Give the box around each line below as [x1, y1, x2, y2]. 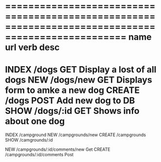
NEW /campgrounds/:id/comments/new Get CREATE [5, 146, 110, 152]
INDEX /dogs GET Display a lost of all [5, 64, 157, 75]
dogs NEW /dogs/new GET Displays [5, 74, 152, 86]
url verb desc [5, 42, 60, 53]
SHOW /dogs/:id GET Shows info [5, 106, 140, 117]
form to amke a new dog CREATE [5, 85, 140, 96]
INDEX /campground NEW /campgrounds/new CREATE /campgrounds [5, 132, 146, 138]
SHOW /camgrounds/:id [5, 137, 53, 143]
